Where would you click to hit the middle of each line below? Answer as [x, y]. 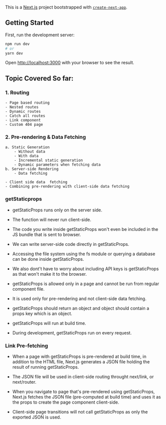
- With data [26, 156]
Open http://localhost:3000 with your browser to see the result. [70, 63]
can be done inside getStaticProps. [48, 259]
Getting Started [29, 23]
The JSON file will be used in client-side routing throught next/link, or [83, 377]
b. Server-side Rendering [32, 169]
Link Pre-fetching [27, 345]
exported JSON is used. [37, 417]
